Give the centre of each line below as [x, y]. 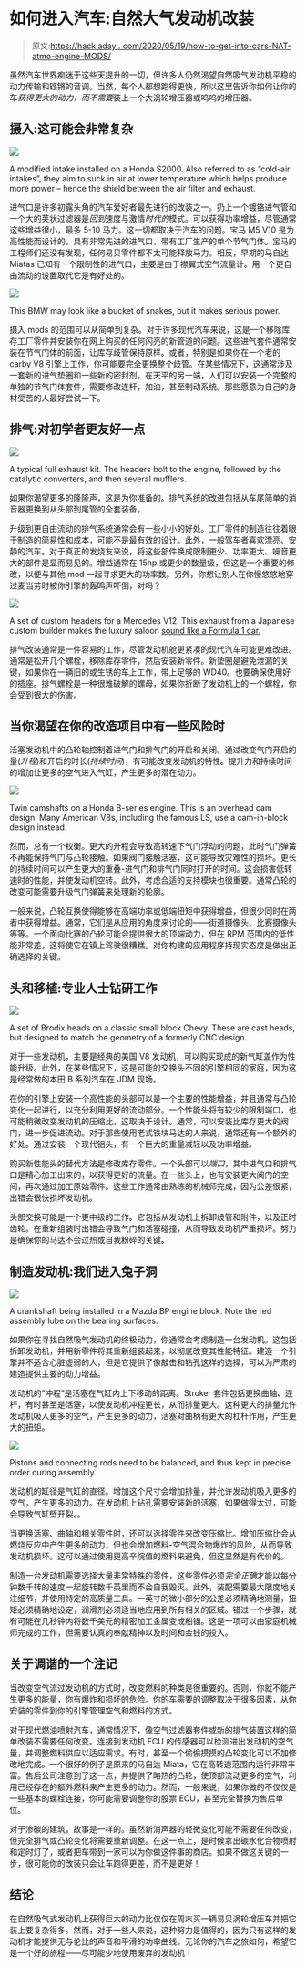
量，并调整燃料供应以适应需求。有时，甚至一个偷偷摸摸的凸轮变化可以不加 [149, 1753]
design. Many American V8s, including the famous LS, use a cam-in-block [149, 818]
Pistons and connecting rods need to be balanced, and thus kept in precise [150, 1463]
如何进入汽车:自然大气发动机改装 [132, 19]
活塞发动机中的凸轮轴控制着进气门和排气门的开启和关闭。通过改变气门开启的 [153, 750]
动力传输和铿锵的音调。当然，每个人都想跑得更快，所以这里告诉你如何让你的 [153, 86]
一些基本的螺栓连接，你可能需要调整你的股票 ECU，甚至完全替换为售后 [143, 1798]
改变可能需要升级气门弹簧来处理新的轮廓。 [89, 892]
